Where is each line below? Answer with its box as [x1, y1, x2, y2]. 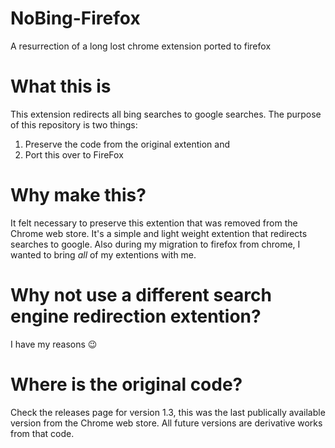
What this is [10, 75, 112, 98]
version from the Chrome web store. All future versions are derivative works [10, 417, 323, 429]
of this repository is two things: [10, 118, 138, 131]
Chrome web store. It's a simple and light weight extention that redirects [10, 227, 308, 239]
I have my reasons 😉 [10, 338, 98, 350]
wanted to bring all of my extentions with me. [10, 248, 197, 261]
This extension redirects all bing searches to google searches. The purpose [10, 108, 322, 120]
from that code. [10, 427, 75, 439]
